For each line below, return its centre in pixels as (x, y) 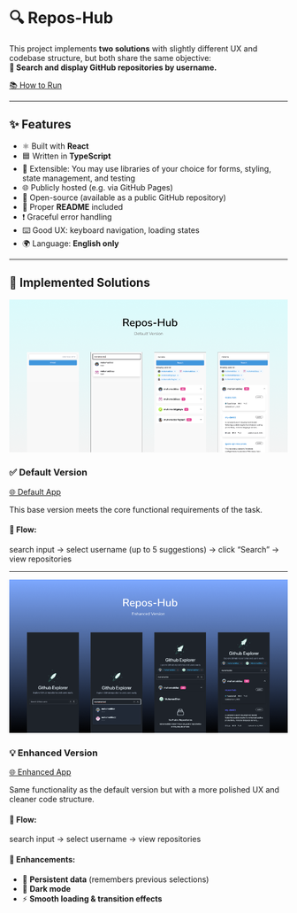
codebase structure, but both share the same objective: (110, 58)
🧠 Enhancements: (42, 859)
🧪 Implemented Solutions (80, 283)
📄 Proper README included (72, 206)
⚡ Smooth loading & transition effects (92, 898)
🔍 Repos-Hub (61, 18)
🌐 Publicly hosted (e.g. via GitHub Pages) (98, 187)
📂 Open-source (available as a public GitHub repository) (124, 197)
